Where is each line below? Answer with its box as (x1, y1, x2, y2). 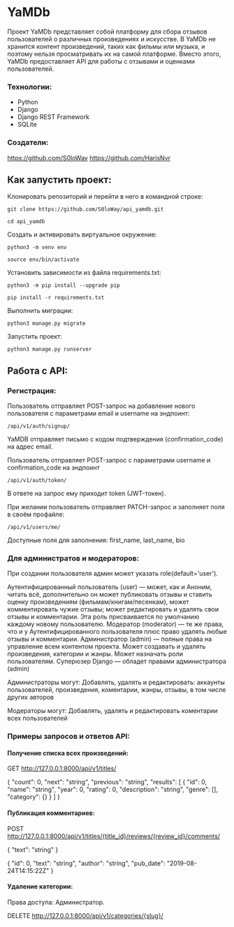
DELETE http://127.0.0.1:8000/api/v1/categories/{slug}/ (7, 911, 163, 920)
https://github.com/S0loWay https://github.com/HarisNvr (7, 153, 171, 162)
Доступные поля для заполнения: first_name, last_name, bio (7, 536, 185, 544)
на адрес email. (7, 442, 54, 451)
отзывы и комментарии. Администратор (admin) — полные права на (7, 635, 212, 644)
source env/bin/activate (7, 256, 80, 263)
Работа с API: (7, 365, 68, 376)
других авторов (7, 693, 54, 702)
